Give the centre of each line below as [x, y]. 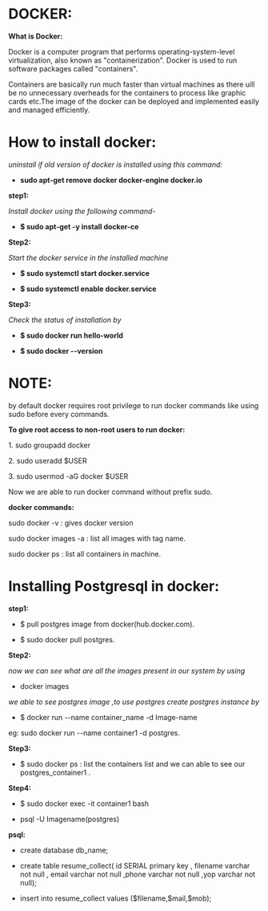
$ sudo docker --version [61, 350]
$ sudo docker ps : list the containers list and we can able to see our [132, 763]
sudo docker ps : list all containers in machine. [85, 553]
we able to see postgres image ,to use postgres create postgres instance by [134, 702]
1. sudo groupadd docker [49, 445]
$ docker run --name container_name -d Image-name [108, 717]
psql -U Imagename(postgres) [70, 819]
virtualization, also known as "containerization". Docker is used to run [123, 60]
